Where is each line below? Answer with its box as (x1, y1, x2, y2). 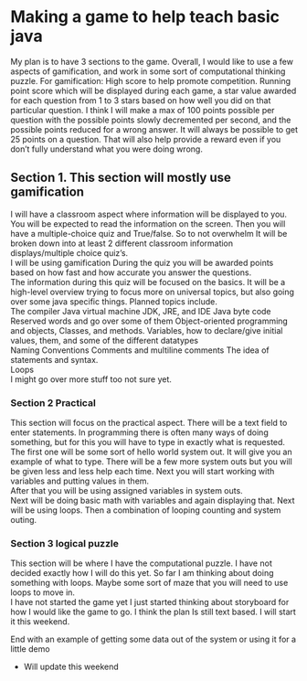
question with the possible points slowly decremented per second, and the (10, 114, 291, 125)
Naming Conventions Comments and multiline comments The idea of (10, 345, 270, 356)
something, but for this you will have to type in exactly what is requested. (10, 437, 286, 448)
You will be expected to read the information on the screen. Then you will (10, 218, 286, 229)
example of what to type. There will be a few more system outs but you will (10, 456, 293, 467)
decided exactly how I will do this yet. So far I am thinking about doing (10, 568, 274, 579)
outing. (10, 515, 37, 526)
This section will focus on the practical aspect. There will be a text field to (10, 418, 288, 429)
